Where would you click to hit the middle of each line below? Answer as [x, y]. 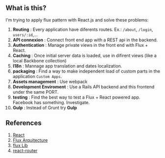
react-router [25, 150]
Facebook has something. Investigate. [51, 102]
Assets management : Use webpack [50, 81]
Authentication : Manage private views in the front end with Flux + [80, 45]
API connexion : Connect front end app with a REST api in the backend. [85, 40]
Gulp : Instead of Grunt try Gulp [45, 107]
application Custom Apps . [37, 76]
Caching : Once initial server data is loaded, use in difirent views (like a [84, 55]
